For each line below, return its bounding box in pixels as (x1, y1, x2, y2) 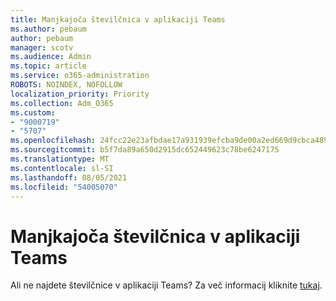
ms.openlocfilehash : (10, 136, 97, 146)
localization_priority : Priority (10, 89, 150, 99)
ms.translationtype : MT (10, 154, 110, 164)
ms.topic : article (10, 61, 87, 71)
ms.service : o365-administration (10, 71, 150, 81)
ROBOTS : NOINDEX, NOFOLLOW (10, 80, 123, 90)
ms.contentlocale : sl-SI (10, 163, 114, 173)
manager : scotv (10, 42, 74, 53)
